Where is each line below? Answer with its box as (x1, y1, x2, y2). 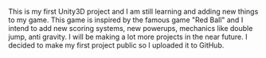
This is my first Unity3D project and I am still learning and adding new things (8, 7, 259, 16)
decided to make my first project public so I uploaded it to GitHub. (8, 41, 225, 50)
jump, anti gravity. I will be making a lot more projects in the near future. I (8, 32, 248, 41)
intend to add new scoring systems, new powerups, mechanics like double (8, 24, 253, 33)
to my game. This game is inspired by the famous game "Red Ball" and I (8, 15, 244, 25)
